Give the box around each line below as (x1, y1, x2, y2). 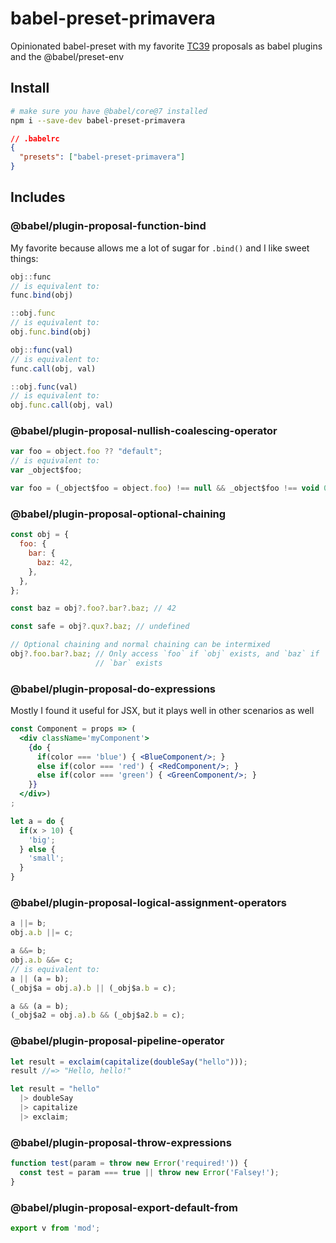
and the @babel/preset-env (10, 50, 125, 62)
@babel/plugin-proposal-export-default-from (10, 1200, 238, 1214)
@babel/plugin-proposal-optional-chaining (10, 507, 227, 521)
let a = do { (10, 816, 65, 826)
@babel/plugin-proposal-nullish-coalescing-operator (10, 424, 278, 438)
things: (10, 252, 39, 264)
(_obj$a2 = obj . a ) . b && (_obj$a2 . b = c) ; (10, 1010, 186, 1021)
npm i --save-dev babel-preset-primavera (10, 115, 186, 126)
